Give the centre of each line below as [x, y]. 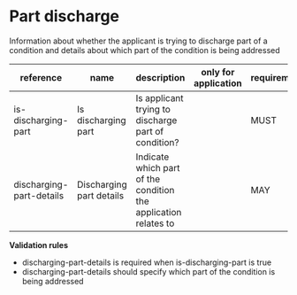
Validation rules [39, 245]
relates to [155, 223]
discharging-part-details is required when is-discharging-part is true [147, 262]
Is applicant [160, 97]
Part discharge [65, 16]
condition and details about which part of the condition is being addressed [145, 50]
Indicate [152, 157]
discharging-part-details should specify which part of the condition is [148, 271]
